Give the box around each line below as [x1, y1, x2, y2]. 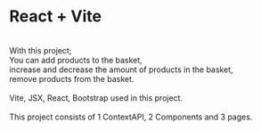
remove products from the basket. [9, 73, 135, 84]
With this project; [9, 45, 72, 55]
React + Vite [9, 6, 102, 27]
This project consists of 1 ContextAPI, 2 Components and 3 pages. [9, 111, 253, 122]
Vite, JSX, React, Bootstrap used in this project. [9, 92, 184, 103]
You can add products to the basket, [9, 54, 143, 65]
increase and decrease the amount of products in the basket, [9, 64, 233, 75]
